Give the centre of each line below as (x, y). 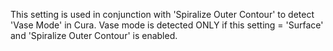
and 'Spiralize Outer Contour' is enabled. (94, 35)
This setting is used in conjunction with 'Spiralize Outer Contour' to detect (162, 14)
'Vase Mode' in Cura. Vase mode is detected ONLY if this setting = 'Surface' (167, 25)
